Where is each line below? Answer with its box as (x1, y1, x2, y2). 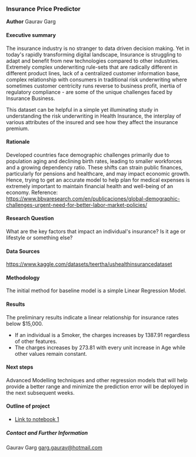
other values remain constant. (14, 350, 87, 357)
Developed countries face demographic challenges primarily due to (6, 151, 170, 158)
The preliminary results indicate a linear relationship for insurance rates (6, 313, 179, 321)
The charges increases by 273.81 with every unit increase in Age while (14, 343, 185, 351)
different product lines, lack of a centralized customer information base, (6, 69, 181, 76)
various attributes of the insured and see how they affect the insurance (6, 118, 178, 125)
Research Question (6, 215, 54, 222)
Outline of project (6, 402, 50, 410)
